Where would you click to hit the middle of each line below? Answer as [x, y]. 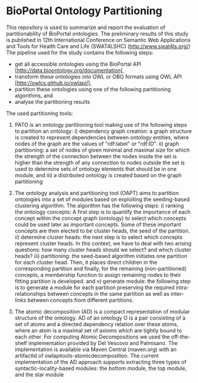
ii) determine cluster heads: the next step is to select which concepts [99, 237]
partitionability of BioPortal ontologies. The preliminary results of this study [97, 33]
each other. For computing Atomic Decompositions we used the [92, 337]
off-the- [181, 337]
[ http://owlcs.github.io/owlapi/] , [53, 83]
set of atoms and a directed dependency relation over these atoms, [96, 324]
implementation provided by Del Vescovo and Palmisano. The [103, 343]
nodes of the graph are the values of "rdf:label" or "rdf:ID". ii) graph [97, 143]
